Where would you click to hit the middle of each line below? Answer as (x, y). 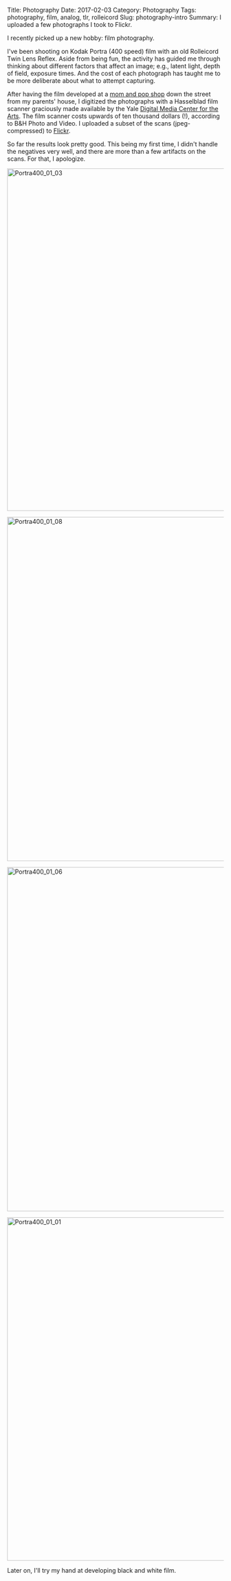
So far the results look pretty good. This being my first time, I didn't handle (112, 144)
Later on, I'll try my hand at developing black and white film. (92, 1570)
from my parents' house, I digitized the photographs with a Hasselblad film (113, 101)
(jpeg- (182, 123)
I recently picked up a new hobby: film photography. (81, 38)
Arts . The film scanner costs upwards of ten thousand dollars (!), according (113, 116)
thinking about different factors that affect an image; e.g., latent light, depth (114, 66)
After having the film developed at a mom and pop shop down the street (109, 94)
